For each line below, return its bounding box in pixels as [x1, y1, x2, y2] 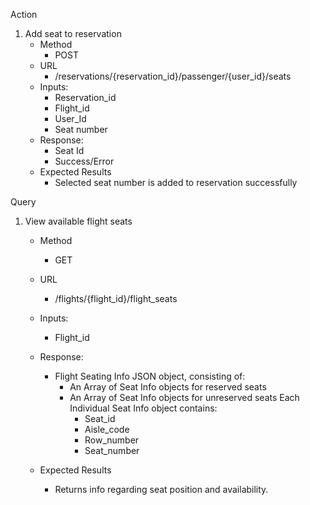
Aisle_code [84, 424, 130, 435]
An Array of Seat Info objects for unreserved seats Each [69, 392, 300, 403]
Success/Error [54, 155, 115, 167]
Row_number [84, 434, 140, 446]
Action [10, 9, 38, 20]
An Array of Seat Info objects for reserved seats [69, 381, 267, 393]
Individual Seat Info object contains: [69, 402, 218, 414]
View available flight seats [24, 215, 133, 227]
